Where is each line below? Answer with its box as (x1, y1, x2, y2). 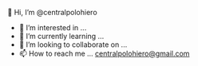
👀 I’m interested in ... (18, 23, 87, 32)
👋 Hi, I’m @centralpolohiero (7, 8, 97, 17)
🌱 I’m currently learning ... (18, 32, 105, 41)
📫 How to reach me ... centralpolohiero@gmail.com (18, 49, 190, 58)
